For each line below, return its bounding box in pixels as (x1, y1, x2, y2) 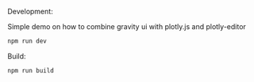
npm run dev (7, 37, 47, 45)
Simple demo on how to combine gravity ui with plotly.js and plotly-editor (7, 22, 247, 31)
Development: (7, 7, 53, 16)
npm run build (7, 66, 55, 74)
